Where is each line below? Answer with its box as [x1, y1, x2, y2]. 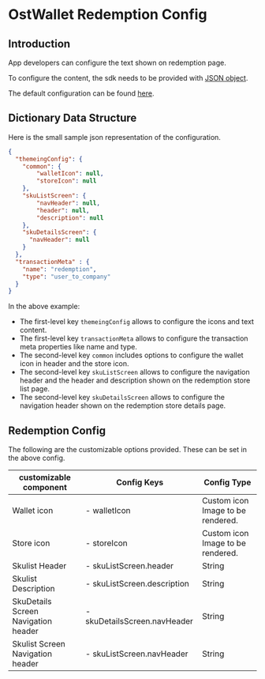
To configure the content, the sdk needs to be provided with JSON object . [8, 74, 248, 82]
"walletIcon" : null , [36, 170, 104, 178]
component [22, 482, 67, 493]
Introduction [8, 37, 71, 51]
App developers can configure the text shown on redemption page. [8, 58, 226, 67]
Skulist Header [12, 560, 67, 571]
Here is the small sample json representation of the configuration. [8, 132, 221, 141]
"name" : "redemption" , [22, 265, 97, 273]
